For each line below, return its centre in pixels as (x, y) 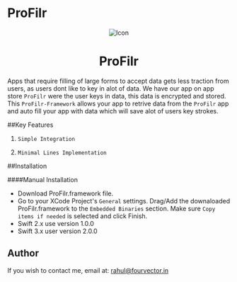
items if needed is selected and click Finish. (82, 216)
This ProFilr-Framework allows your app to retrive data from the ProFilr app (118, 103)
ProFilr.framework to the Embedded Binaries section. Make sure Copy (116, 208)
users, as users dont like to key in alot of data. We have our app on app (111, 88)
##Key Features (30, 125)
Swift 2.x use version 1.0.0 (56, 223)
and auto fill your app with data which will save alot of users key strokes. (113, 111)
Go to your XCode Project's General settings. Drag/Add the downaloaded (124, 201)
